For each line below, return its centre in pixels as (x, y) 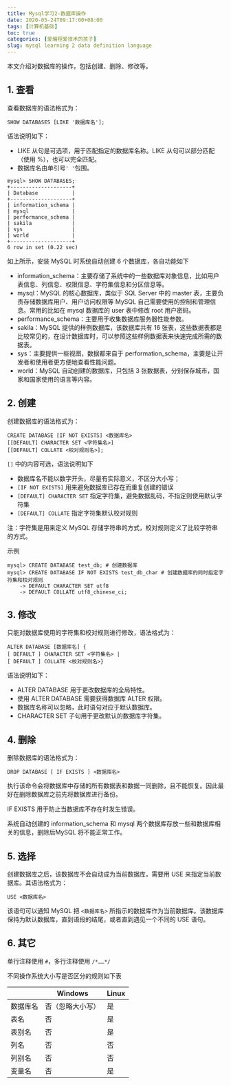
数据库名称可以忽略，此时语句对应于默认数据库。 (86, 707)
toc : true (21, 33)
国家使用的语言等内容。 (63, 379)
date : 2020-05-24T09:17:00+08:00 (55, 20)
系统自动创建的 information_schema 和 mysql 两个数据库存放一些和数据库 (111, 824)
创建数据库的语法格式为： (43, 421)
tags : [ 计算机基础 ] (32, 26)
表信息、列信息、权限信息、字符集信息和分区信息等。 (92, 284)
